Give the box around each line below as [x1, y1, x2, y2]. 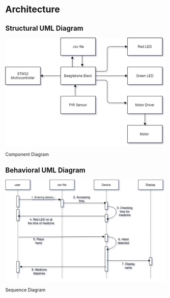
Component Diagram [5, 151, 49, 157]
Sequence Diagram [5, 287, 46, 293]
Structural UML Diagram [5, 24, 84, 33]
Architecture [5, 4, 60, 15]
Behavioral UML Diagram [5, 166, 86, 175]
